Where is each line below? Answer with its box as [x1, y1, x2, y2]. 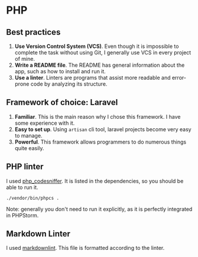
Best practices [6, 27, 61, 37]
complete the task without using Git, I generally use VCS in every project [14, 49, 191, 56]
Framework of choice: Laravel [6, 97, 118, 108]
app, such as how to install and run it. [14, 68, 106, 74]
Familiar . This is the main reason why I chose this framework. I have [14, 113, 181, 120]
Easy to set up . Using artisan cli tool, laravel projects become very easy [14, 125, 191, 133]
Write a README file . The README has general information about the [14, 61, 185, 69]
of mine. [14, 56, 35, 62]
